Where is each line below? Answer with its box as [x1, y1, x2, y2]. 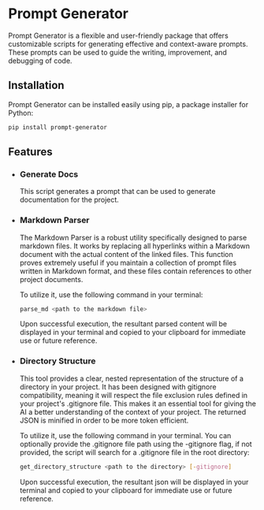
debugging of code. [8, 56, 73, 65]
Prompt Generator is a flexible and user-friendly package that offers [8, 31, 229, 40]
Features [8, 145, 53, 158]
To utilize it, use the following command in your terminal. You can [19, 430, 232, 440]
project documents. [19, 274, 84, 284]
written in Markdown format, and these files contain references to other [19, 266, 252, 276]
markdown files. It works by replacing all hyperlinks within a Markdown [19, 241, 251, 251]
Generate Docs [19, 169, 79, 180]
